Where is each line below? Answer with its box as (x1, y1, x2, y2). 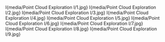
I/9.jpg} (5, 31, 21, 37)
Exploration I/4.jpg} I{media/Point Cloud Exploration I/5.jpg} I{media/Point (5, 15, 160, 21)
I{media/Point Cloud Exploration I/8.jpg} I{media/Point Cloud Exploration (5, 26, 157, 32)
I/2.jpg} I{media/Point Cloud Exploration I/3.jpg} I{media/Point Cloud (5, 10, 149, 16)
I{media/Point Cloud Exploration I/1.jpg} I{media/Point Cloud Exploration (5, 5, 156, 10)
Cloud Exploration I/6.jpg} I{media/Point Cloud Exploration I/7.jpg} (5, 20, 144, 26)
